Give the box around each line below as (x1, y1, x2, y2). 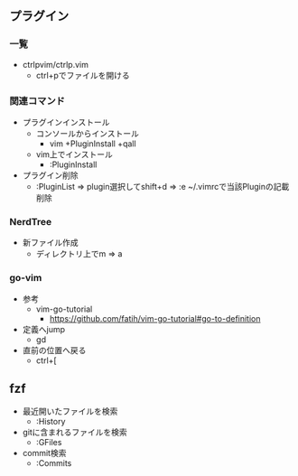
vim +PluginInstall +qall (49, 138, 137, 149)
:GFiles (35, 437, 62, 448)
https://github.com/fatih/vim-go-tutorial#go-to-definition (49, 313, 261, 323)
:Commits (35, 458, 72, 469)
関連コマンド (9, 94, 66, 107)
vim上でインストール (35, 148, 113, 160)
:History (35, 416, 66, 427)
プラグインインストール (22, 117, 110, 127)
